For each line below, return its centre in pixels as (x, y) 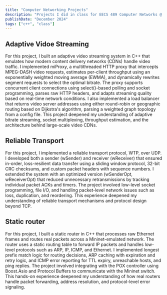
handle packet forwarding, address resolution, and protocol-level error (78, 281)
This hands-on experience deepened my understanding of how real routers (83, 276)
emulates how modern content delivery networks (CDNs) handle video (78, 61)
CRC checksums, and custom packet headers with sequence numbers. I (79, 168)
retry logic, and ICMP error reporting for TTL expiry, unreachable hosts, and (83, 260)
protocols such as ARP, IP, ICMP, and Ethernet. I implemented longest (87, 249)
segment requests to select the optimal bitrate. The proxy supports (74, 82)
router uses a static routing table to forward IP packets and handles (74, 244)
